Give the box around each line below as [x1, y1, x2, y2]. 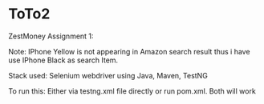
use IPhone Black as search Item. [8, 55, 119, 65]
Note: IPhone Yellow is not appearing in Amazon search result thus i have [8, 46, 250, 56]
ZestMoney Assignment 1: [8, 31, 94, 41]
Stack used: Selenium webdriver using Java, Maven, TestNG [8, 70, 209, 80]
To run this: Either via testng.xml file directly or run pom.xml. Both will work [8, 86, 257, 96]
